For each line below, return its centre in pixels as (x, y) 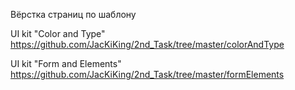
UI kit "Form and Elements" (66, 63)
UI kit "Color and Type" (58, 33)
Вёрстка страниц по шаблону (73, 14)
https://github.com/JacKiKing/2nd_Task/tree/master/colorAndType (147, 44)
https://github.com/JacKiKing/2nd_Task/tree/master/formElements (147, 74)
